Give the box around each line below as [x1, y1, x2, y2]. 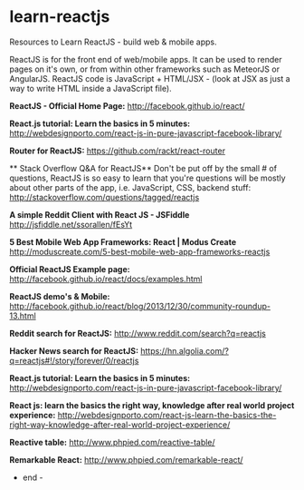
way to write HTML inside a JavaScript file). [9, 83, 172, 93]
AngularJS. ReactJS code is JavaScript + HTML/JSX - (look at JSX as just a [9, 73, 291, 83]
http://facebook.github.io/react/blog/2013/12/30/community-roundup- [9, 300, 271, 311]
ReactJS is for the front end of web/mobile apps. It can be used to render [9, 54, 282, 64]
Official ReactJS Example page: [9, 263, 130, 274]
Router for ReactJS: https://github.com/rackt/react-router [9, 145, 226, 156]
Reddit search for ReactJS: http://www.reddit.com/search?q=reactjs [9, 328, 267, 338]
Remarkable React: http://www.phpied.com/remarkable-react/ [9, 454, 243, 465]
